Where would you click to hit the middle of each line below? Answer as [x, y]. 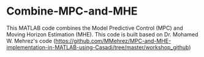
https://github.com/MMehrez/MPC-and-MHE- [113, 41]
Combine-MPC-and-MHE [72, 11]
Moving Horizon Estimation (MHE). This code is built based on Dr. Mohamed [102, 34]
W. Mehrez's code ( [31, 41]
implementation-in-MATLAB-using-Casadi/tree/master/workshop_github [98, 47]
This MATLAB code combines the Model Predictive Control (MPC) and [95, 28]
